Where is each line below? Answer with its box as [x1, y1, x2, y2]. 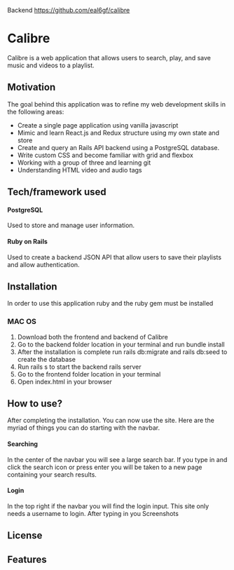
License [7, 529, 43, 542]
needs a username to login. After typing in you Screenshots [7, 509, 179, 517]
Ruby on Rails [7, 237, 48, 245]
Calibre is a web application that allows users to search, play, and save [7, 53, 212, 62]
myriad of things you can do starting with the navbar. [7, 423, 160, 432]
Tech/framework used [7, 186, 106, 198]
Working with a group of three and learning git [17, 158, 151, 167]
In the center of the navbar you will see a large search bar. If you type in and [7, 455, 228, 463]
